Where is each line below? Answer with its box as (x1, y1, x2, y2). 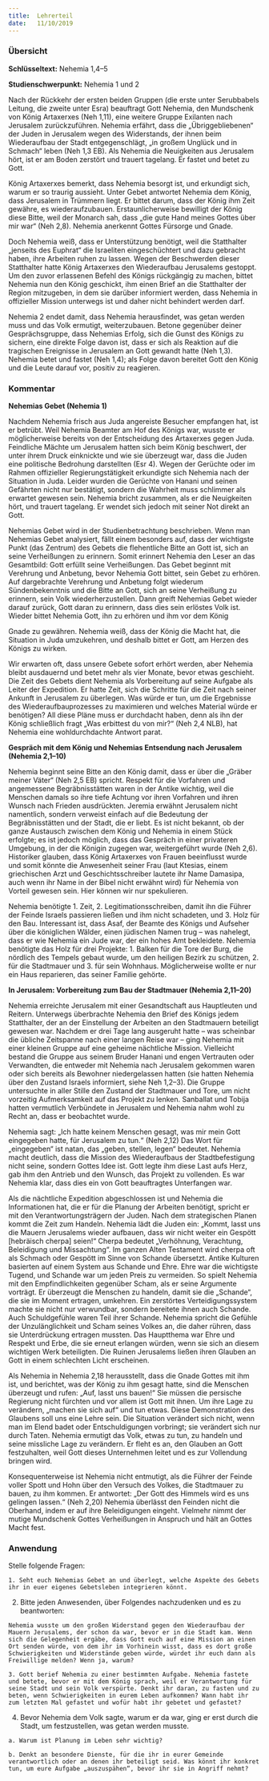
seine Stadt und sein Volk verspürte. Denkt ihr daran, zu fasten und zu (8, 1685, 260, 1693)
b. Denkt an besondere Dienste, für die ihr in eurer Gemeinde (8, 1751, 224, 1759)
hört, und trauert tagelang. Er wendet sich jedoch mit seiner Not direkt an (8, 502, 250, 511)
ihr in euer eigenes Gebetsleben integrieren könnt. (8, 1584, 188, 1592)
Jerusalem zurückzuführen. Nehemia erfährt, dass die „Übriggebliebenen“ (8, 120, 254, 130)
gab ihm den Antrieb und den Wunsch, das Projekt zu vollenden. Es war (8, 1169, 246, 1179)
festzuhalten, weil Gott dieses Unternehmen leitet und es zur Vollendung (8, 1448, 247, 1457)
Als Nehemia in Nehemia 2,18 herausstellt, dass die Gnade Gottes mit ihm (8, 1371, 250, 1381)
